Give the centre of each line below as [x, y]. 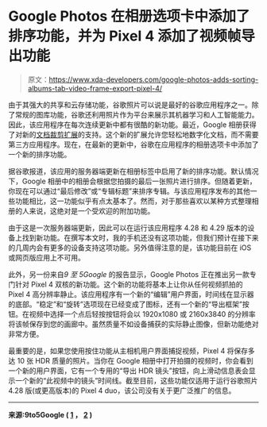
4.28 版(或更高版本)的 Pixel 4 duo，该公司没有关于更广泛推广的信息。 [122, 390]
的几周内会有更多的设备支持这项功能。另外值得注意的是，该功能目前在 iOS [130, 248]
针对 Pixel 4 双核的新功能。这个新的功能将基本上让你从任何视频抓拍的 [129, 284]
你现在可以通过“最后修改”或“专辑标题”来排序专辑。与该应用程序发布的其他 [129, 190]
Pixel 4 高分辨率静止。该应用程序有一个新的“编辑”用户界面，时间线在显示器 [131, 294]
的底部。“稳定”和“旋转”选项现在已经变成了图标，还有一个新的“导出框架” [125, 304]
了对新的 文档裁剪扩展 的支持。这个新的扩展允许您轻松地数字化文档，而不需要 [133, 134]
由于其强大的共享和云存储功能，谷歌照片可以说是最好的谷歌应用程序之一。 [130, 105]
